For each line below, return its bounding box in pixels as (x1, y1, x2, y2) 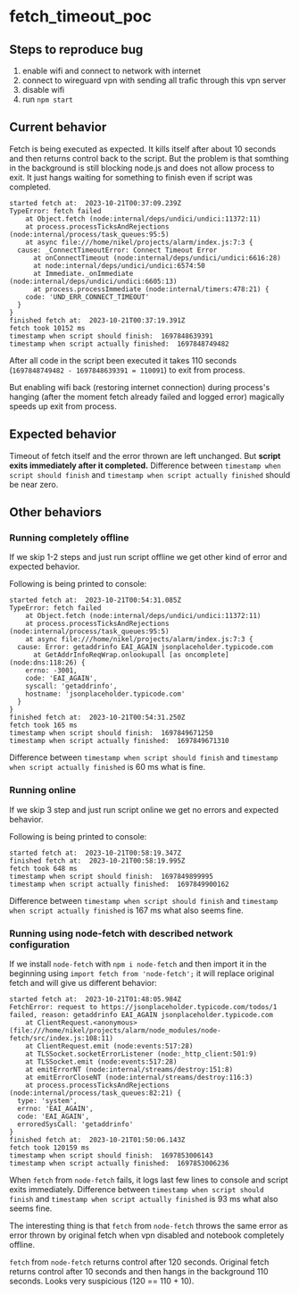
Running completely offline (9, 531, 129, 544)
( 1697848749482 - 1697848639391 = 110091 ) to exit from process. (9, 364, 245, 375)
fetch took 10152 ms (9, 323, 87, 332)
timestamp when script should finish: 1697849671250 (9, 729, 214, 738)
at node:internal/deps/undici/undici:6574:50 (32, 261, 205, 270)
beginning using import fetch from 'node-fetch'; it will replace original (9, 967, 275, 979)
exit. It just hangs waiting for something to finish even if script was (9, 171, 253, 182)
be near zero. (9, 479, 59, 489)
